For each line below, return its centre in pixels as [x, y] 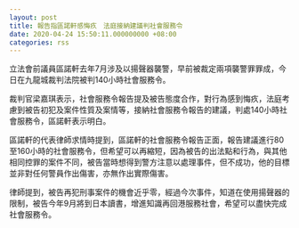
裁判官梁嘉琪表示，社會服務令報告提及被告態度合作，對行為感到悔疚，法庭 [145, 99]
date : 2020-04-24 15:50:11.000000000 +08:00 [93, 34]
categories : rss [39, 42]
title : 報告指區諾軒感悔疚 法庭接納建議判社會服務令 [96, 26]
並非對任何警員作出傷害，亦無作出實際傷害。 [91, 174]
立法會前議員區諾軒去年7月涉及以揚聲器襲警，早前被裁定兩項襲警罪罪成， [144, 69]
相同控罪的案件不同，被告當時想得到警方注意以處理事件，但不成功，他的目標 [149, 162]
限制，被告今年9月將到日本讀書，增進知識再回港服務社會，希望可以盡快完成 [148, 204]
